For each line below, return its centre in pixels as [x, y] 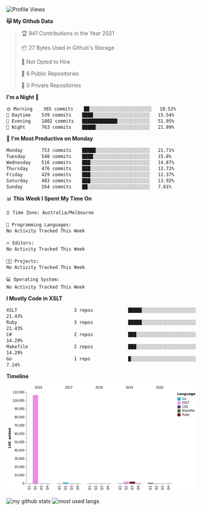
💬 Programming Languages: [39, 225]
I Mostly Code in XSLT [34, 298]
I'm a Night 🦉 [23, 97]
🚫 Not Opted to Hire [46, 62]
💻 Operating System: [33, 280]
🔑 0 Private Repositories [51, 85]
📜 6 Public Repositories [50, 74]
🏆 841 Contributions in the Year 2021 [68, 33]
